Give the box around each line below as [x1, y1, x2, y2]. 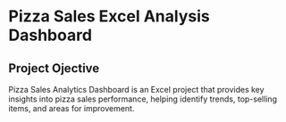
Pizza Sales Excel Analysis [8, 6, 211, 27]
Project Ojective [8, 61, 100, 76]
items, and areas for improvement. [8, 103, 135, 113]
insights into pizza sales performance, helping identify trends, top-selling [8, 94, 278, 104]
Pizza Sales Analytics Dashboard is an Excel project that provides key [8, 85, 265, 94]
